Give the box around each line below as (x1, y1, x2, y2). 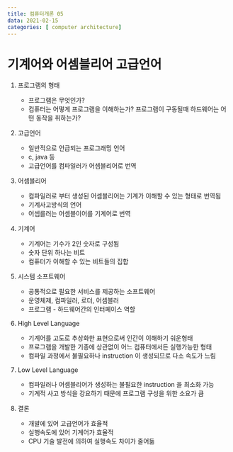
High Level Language (17, 320, 80, 328)
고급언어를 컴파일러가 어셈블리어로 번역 (28, 162, 137, 170)
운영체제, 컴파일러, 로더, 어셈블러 (28, 296, 119, 305)
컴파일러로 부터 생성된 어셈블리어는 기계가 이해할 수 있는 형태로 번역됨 (28, 192, 222, 200)
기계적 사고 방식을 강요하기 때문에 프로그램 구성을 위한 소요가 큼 (28, 389, 204, 397)
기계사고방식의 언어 (28, 200, 82, 209)
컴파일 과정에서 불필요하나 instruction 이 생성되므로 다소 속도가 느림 (28, 351, 216, 360)
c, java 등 (28, 153, 55, 162)
